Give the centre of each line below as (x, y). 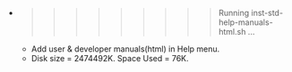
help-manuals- (245, 22)
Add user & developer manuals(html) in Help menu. (125, 49)
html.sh (232, 32)
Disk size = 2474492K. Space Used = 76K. (110, 58)
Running (234, 13)
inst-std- (267, 13)
